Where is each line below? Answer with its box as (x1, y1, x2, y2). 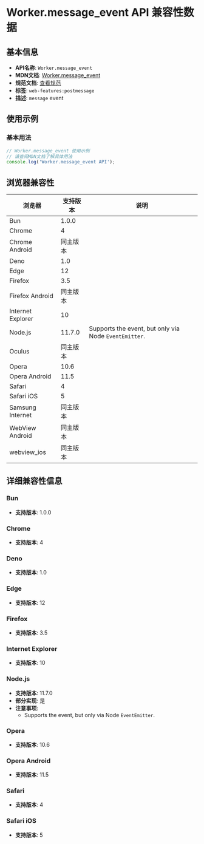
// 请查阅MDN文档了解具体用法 (6, 153, 73, 160)
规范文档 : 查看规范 (15, 80, 61, 86)
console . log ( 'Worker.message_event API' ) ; (6, 159, 115, 165)
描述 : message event (15, 95, 64, 101)
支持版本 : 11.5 (15, 771, 49, 778)
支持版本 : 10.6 (15, 741, 50, 748)
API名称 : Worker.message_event (15, 64, 93, 71)
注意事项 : (15, 704, 38, 712)
